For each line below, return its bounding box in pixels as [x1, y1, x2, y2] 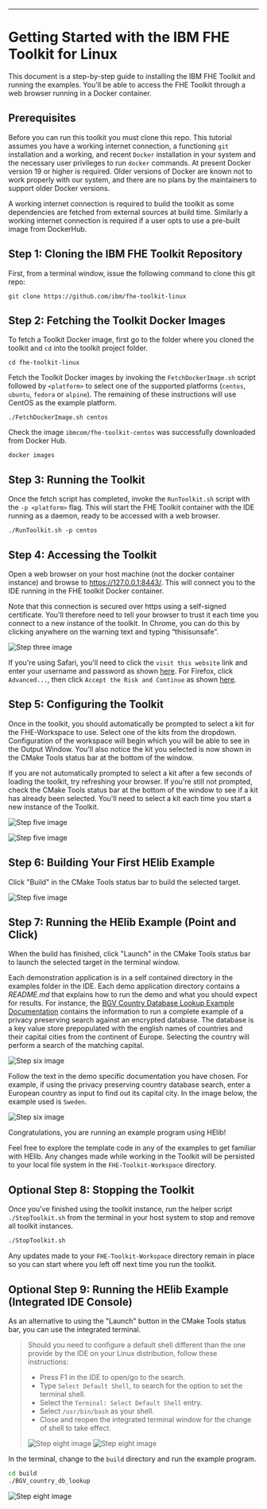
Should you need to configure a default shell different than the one [27, 1339, 246, 1350]
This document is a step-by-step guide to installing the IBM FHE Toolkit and [8, 71, 256, 80]
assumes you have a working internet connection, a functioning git [8, 141, 229, 151]
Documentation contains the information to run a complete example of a [8, 1007, 244, 1016]
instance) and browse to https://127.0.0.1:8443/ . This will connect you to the [8, 578, 256, 587]
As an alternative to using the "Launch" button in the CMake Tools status [8, 1315, 246, 1326]
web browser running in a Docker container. [8, 88, 153, 98]
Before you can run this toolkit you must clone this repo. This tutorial [8, 132, 232, 142]
